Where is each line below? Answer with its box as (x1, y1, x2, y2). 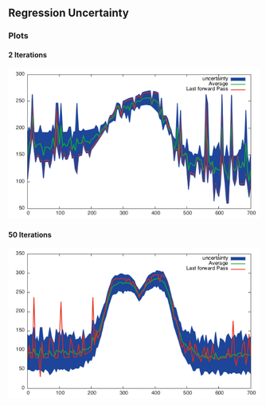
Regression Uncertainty (8, 6, 129, 20)
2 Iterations (8, 49, 48, 59)
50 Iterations (8, 230, 52, 239)
